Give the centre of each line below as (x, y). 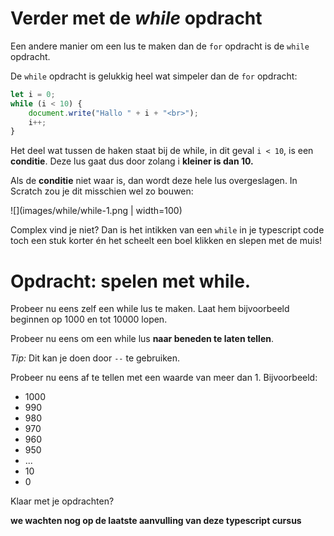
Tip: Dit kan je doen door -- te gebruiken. (95, 358)
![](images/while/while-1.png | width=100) (96, 211)
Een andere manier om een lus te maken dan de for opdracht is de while (160, 46)
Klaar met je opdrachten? (62, 501)
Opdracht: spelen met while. (131, 281)
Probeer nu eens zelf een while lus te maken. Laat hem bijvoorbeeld (150, 309)
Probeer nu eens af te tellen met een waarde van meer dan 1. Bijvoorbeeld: (164, 378)
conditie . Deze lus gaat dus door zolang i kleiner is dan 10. (132, 161)
